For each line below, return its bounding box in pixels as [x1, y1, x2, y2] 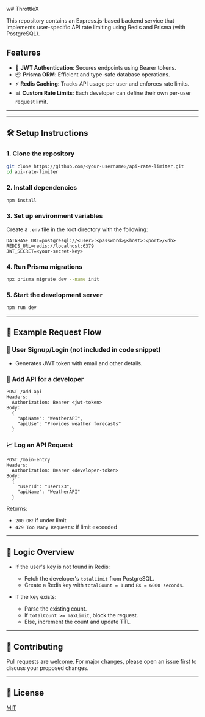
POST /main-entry [6, 457, 51, 463]
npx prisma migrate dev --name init [6, 277, 99, 283]
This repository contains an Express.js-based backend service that [6, 17, 175, 24]
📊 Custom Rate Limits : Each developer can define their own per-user [15, 89, 192, 97]
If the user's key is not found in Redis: [15, 563, 110, 571]
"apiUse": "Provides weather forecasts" [17, 421, 121, 427]
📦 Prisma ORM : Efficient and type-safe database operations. [15, 70, 170, 78]
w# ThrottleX [6, 6, 39, 12]
